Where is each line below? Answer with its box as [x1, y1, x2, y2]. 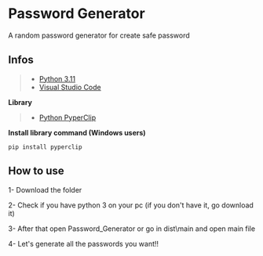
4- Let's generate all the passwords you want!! [8, 239, 159, 248]
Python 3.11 [38, 74, 76, 83]
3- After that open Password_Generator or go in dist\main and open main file [8, 224, 256, 233]
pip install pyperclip [8, 142, 82, 151]
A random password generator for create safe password [8, 31, 190, 40]
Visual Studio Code [38, 82, 101, 92]
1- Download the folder [8, 185, 82, 194]
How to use [8, 164, 64, 178]
